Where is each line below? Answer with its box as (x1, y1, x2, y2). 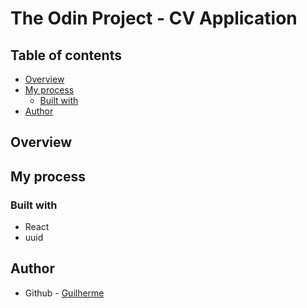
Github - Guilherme (24, 287, 105, 299)
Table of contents (10, 47, 122, 64)
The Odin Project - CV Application (10, 7, 298, 30)
